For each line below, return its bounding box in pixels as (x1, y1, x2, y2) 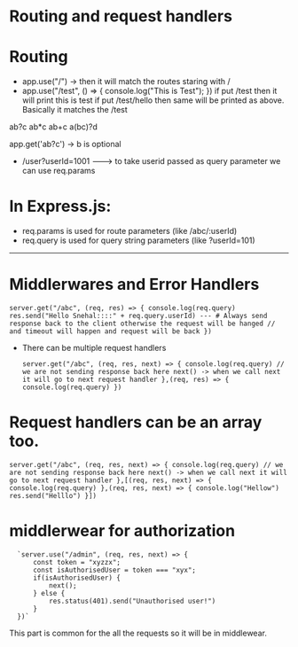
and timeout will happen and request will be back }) (9, 327, 213, 336)
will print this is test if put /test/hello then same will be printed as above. (21, 95, 285, 105)
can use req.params (21, 166, 96, 176)
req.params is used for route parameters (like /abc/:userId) (21, 226, 238, 237)
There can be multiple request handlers (21, 343, 167, 353)
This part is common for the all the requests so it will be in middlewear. (9, 628, 268, 638)
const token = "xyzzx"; (32, 557, 122, 566)
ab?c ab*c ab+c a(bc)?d (9, 121, 98, 132)
